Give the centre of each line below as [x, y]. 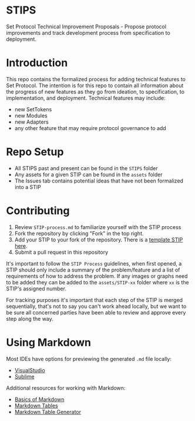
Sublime [24, 376]
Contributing [38, 211]
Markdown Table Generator [48, 412]
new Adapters [31, 122]
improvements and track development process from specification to [88, 32]
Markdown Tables [36, 405]
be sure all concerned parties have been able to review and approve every [96, 312]
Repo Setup [35, 152]
